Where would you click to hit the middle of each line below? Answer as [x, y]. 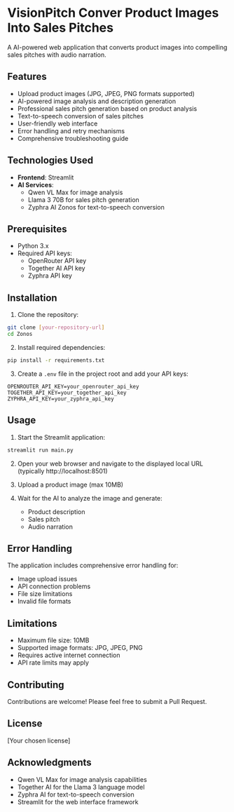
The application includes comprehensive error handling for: [93, 565]
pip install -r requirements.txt [56, 360]
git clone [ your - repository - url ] [56, 327]
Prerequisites [37, 229]
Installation [32, 298]
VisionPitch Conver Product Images [113, 13]
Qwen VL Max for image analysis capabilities [82, 779]
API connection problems [54, 586]
